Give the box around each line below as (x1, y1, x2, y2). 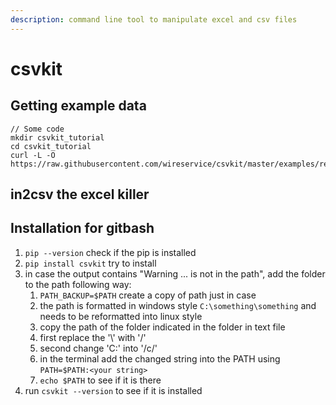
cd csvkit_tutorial (10, 141, 92, 151)
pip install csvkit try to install (24, 257, 157, 269)
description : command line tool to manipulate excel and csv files (10, 14, 298, 25)
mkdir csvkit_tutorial (10, 132, 105, 143)
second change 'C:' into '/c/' (39, 342, 158, 354)
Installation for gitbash (10, 220, 155, 237)
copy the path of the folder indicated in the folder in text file (39, 321, 286, 333)
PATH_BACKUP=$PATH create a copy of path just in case (39, 289, 257, 301)
